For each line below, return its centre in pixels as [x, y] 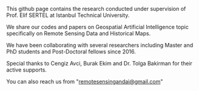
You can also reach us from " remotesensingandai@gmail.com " [85, 82]
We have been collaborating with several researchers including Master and [100, 45]
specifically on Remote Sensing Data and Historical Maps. [79, 33]
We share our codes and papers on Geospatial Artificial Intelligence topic [98, 27]
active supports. [27, 70]
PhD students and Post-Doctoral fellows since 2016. [71, 52]
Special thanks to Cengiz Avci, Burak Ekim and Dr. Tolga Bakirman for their [99, 63]
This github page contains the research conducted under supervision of [96, 9]
